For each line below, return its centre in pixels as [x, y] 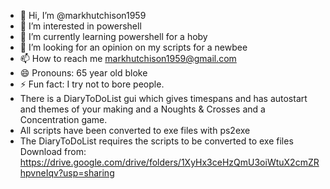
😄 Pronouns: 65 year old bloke [83, 73]
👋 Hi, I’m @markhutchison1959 [83, 15]
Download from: [53, 151]
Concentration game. [63, 119]
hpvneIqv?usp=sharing [67, 173]
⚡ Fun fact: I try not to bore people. [92, 84]
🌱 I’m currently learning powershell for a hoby [113, 36]
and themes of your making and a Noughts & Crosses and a [142, 109]
